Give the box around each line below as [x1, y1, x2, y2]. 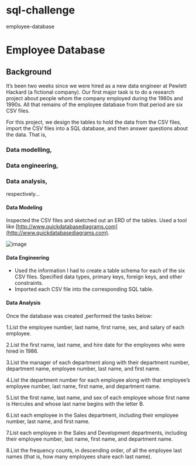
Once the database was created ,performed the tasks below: [6, 312, 153, 319]
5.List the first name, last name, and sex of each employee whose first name [6, 394, 190, 401]
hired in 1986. [6, 347, 39, 355]
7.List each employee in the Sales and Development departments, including [6, 429, 187, 436]
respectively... [6, 191, 40, 198]
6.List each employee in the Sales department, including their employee [6, 411, 179, 419]
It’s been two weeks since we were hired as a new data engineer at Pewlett [6, 82, 187, 89]
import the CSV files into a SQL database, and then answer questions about [6, 124, 188, 132]
